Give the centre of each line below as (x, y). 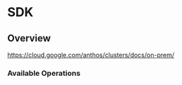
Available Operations (44, 73)
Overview (29, 38)
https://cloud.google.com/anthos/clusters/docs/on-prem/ (91, 55)
